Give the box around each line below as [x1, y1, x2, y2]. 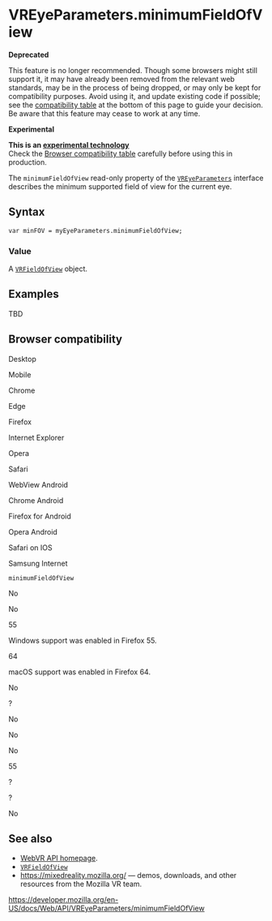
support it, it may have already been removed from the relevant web [8, 74, 235, 84]
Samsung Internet [8, 558, 68, 568]
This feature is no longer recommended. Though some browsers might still [8, 65, 257, 75]
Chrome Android [8, 495, 64, 505]
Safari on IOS [8, 542, 53, 553]
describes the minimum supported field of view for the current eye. [8, 181, 232, 192]
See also [8, 832, 53, 846]
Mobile [8, 369, 32, 379]
